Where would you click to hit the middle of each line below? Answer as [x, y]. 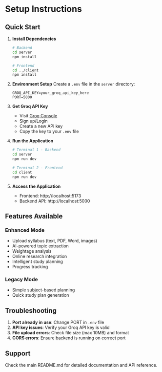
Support [18, 353]
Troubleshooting [31, 311]
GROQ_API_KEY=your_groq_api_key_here [51, 93]
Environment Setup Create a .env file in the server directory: [73, 84]
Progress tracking [30, 267]
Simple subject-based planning [43, 290]
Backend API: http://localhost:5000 [55, 201]
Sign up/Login [33, 121]
